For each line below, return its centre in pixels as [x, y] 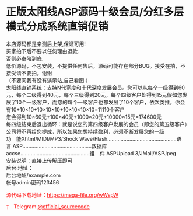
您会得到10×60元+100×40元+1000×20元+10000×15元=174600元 [84, 117]
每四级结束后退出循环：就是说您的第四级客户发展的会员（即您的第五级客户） [98, 124]
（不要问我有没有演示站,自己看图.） [49, 80]
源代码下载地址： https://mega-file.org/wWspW [62, 195]
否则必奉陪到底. [25, 58]
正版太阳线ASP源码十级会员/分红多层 [95, 12]
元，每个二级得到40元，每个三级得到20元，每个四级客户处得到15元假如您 [94, 95]
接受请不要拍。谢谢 [29, 73]
